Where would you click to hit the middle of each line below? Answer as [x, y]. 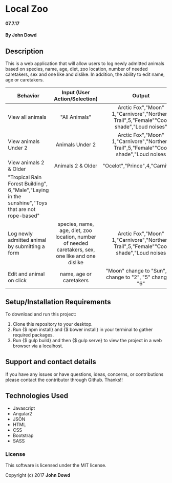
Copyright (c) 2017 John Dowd [38, 475]
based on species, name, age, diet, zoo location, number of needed [77, 69]
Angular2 [22, 413]
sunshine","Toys [28, 203]
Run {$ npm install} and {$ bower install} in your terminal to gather [83, 329]
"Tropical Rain [25, 177]
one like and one [76, 256]
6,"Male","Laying [28, 190]
